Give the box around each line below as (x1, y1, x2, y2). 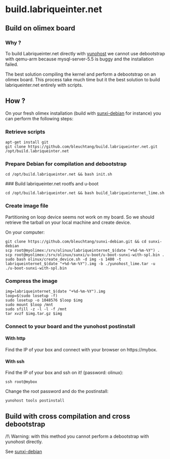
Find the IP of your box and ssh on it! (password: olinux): (5, 370, 123, 376)
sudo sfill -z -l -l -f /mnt (5, 306, 67, 312)
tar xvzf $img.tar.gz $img (5, 311, 62, 316)
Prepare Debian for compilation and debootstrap (5, 160, 127, 167)
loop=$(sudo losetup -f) (5, 293, 58, 298)
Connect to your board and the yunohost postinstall (5, 322, 135, 330)
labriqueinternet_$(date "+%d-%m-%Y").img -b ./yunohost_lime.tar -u (5, 261, 156, 266)
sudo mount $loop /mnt (5, 302, 53, 307)
